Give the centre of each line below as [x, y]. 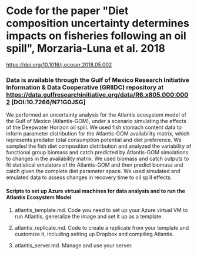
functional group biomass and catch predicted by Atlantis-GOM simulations [97, 153]
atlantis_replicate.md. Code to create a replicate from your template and [102, 228]
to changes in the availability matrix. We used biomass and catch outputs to [98, 159]
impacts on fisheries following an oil [96, 36]
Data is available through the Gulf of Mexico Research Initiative [98, 80]
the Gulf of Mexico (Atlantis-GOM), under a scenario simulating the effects [96, 121]
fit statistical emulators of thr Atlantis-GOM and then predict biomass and [95, 165]
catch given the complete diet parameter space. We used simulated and [93, 171]
